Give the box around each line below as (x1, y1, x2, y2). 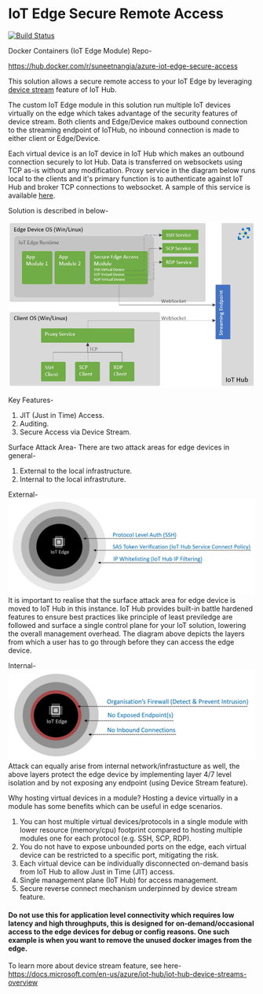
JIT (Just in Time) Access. (19, 411, 104, 420)
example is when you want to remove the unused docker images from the (8, 935, 253, 944)
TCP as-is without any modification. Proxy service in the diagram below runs (8, 165, 256, 175)
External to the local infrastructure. (19, 466, 133, 476)
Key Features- (8, 395, 54, 405)
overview (8, 977, 38, 988)
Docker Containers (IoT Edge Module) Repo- (8, 46, 152, 55)
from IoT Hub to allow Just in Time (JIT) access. (19, 867, 175, 877)
